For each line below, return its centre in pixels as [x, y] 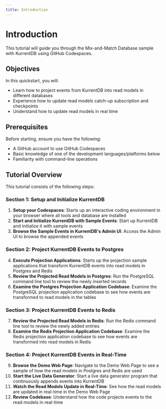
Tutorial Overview [34, 175]
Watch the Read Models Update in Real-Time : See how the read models [87, 387]
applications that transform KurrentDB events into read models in [79, 265]
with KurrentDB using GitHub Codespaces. [49, 53]
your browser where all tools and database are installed [69, 216]
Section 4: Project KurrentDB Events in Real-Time [66, 354]
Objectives [23, 69]
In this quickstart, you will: [32, 81]
